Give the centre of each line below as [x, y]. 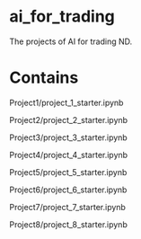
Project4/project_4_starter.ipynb [69, 155]
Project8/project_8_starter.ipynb [68, 224]
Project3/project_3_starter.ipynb [68, 137]
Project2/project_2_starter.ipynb [69, 119]
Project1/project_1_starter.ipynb [66, 102]
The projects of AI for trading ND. [71, 41]
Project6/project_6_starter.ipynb [68, 190]
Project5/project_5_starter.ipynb [68, 172]
